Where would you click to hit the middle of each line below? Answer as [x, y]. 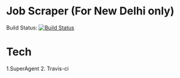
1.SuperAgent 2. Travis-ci [37, 68]
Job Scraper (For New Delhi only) [90, 11]
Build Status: [22, 28]
